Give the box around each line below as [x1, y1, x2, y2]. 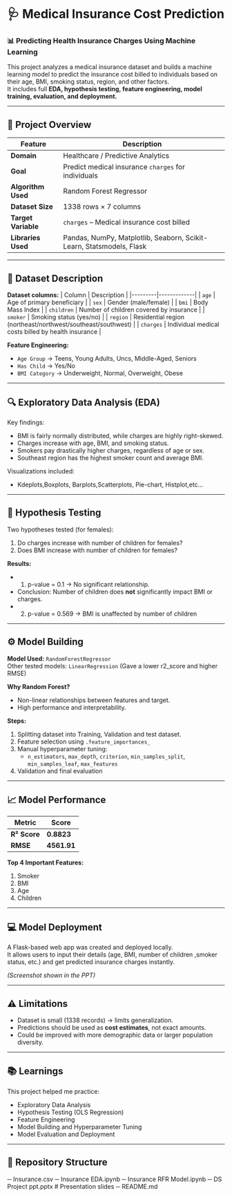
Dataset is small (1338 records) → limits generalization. [17, 1016, 174, 1024]
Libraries [10, 233, 41, 243]
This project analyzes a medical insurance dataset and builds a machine [7, 63, 212, 71]
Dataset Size [10, 202, 53, 211]
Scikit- [185, 233, 209, 243]
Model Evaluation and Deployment [17, 1130, 115, 1138]
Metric [14, 818, 37, 827]
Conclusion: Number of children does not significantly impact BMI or [17, 587, 213, 596]
